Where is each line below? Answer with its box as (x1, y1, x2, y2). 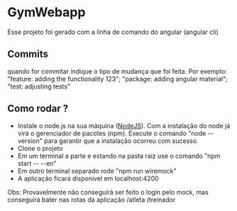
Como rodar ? (7, 103, 69, 115)
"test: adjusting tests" (7, 82, 71, 91)
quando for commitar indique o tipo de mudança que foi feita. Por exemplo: (7, 67, 227, 75)
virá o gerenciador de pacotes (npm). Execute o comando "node (17, 129, 206, 137)
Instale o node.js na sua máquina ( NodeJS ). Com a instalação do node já (17, 121, 231, 130)
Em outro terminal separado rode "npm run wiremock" (17, 166, 177, 175)
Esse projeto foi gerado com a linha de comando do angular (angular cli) (7, 28, 219, 36)
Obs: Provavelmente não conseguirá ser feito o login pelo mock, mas (7, 188, 209, 196)
